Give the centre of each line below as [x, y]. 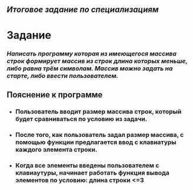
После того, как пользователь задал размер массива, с [99, 135]
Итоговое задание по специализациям [83, 10]
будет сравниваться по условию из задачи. [81, 119]
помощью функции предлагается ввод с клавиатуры [96, 142]
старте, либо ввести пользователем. [63, 76]
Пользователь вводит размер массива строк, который [98, 112]
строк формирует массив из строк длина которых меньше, [97, 61]
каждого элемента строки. [56, 149]
